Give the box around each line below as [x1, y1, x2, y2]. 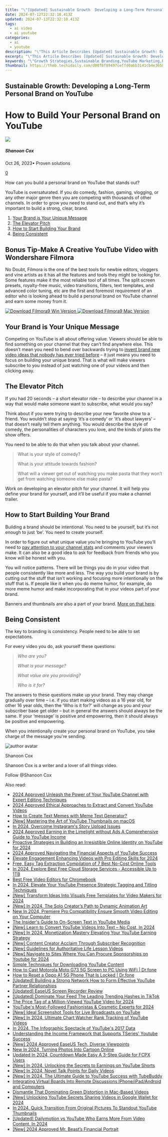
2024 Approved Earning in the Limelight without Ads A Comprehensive [12, 828, 158, 835]
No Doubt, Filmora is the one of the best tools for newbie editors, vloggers [5, 266, 158, 272]
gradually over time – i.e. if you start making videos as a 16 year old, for [5, 697, 152, 703]
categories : [5, 35, 30, 40]
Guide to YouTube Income [12, 834, 66, 840]
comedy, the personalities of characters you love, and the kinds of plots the [5, 426, 161, 432]
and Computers [12, 1083, 45, 1090]
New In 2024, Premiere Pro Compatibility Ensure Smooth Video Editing [12, 908, 158, 914]
